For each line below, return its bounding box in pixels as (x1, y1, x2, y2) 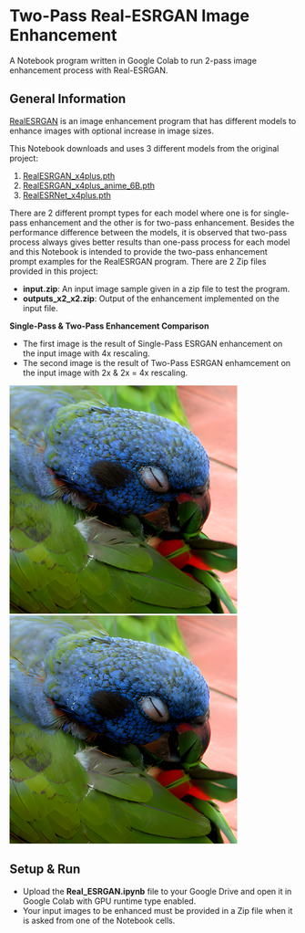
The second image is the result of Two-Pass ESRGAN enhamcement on (22, 357, 291, 368)
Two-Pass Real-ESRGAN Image (9, 5, 250, 26)
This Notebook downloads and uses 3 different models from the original (9, 142, 280, 153)
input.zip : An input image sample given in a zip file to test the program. (22, 283, 290, 294)
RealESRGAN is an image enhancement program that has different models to (9, 115, 297, 126)
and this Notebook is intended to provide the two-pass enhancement (9, 246, 269, 257)
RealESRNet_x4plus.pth (22, 189, 112, 201)
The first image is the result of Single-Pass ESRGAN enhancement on (22, 338, 283, 349)
